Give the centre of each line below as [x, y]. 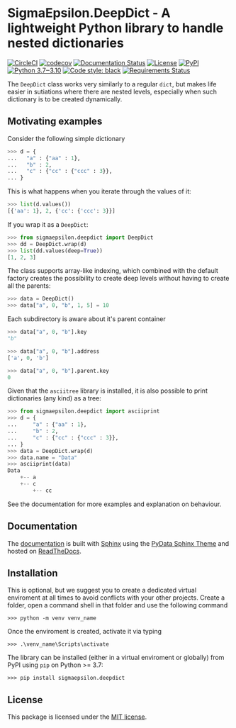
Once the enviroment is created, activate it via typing [84, 632]
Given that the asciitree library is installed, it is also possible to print [107, 391]
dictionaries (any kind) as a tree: [54, 398]
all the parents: [29, 286]
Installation [33, 573]
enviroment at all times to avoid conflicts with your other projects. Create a [116, 598]
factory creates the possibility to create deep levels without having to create [118, 279]
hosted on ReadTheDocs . [44, 551]
